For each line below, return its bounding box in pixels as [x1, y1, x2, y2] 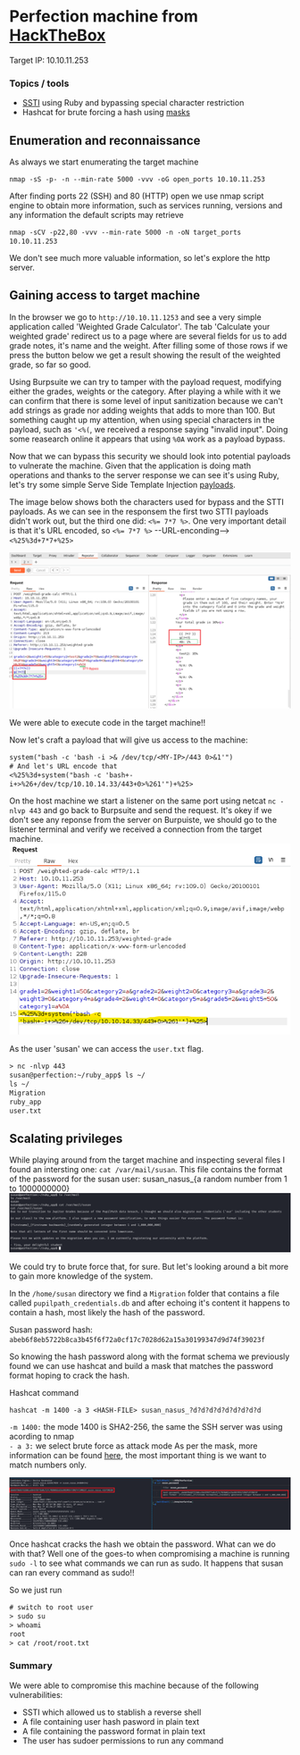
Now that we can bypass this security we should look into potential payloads [9, 450, 291, 461]
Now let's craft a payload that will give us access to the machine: [9, 735, 248, 745]
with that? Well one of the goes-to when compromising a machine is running [9, 1549, 290, 1559]
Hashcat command [9, 1388, 79, 1398]
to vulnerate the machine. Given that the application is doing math [9, 460, 252, 471]
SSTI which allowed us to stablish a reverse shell [21, 1707, 202, 1717]
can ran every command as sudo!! [9, 1567, 135, 1578]
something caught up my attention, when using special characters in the [9, 414, 275, 425]
